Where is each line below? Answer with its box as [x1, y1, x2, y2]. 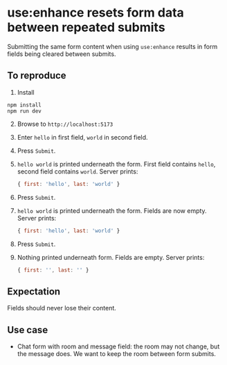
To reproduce [7, 70, 67, 82]
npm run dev [7, 107, 42, 115]
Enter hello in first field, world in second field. [17, 133, 148, 141]
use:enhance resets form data [7, 5, 185, 21]
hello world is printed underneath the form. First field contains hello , [17, 160, 216, 168]
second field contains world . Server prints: [17, 167, 138, 176]
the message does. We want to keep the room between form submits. [17, 350, 217, 357]
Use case [7, 324, 48, 336]
